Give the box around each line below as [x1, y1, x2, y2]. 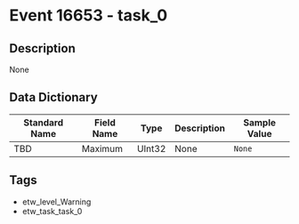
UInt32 [136, 142, 166, 155]
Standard [23, 116, 64, 129]
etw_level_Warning [21, 196, 92, 207]
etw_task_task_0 [21, 205, 83, 216]
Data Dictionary [9, 90, 98, 105]
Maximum [81, 142, 123, 155]
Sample [243, 116, 277, 129]
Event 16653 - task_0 [9, 5, 168, 26]
